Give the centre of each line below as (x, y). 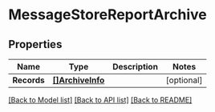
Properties (35, 44)
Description (135, 67)
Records (29, 80)
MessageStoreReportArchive (107, 15)
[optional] (184, 80)
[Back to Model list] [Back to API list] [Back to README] (100, 100)
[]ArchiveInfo (79, 80)
